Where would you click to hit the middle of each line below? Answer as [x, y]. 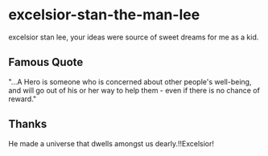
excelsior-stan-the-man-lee [104, 15]
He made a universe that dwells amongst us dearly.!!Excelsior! [111, 143]
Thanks [28, 124]
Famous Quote [46, 62]
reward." [23, 99]
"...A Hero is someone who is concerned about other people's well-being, [130, 81]
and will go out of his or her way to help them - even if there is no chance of [134, 90]
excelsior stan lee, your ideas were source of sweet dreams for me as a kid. [134, 37]
